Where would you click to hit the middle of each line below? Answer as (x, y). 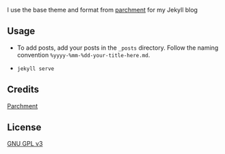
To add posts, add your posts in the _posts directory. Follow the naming (118, 48)
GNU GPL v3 (25, 144)
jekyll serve (36, 68)
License (24, 128)
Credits (23, 90)
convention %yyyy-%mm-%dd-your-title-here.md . (83, 55)
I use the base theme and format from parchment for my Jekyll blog (103, 10)
